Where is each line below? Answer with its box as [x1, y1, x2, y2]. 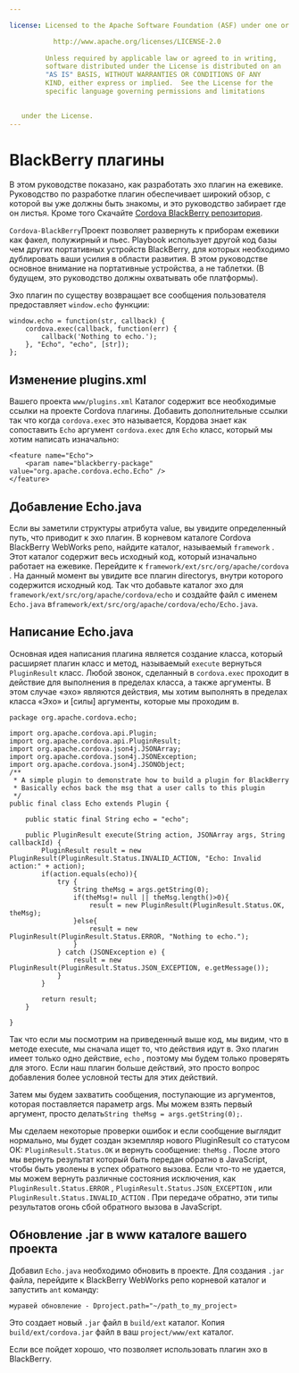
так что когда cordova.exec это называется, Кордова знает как [9, 415, 247, 425]
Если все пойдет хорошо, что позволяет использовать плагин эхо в [9, 1344, 268, 1354]
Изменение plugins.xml [9, 372, 147, 387]
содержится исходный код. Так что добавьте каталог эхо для [9, 580, 244, 591]
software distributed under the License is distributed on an [45, 62, 281, 72]
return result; [41, 994, 98, 1004]
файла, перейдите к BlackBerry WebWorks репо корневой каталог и [9, 1275, 267, 1285]
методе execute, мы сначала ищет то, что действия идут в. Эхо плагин [9, 1043, 279, 1054]
